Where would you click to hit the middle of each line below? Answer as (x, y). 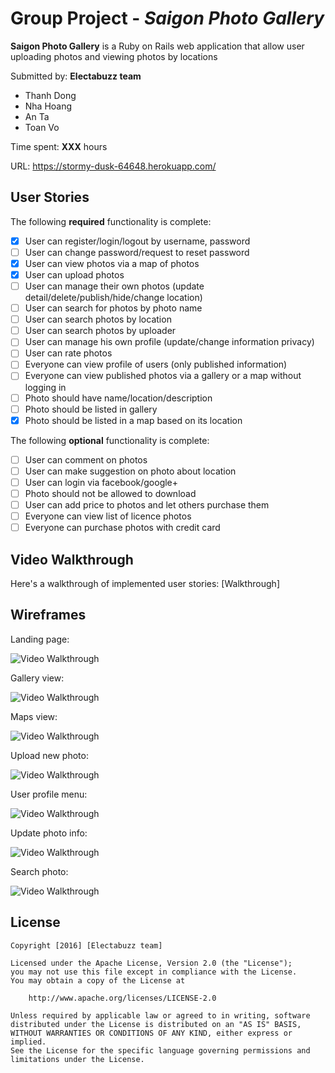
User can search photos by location (98, 319)
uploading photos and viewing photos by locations (114, 56)
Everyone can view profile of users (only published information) (156, 364)
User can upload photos (74, 274)
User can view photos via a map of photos (112, 263)
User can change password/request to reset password (137, 252)
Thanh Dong (50, 95)
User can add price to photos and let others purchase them (147, 504)
